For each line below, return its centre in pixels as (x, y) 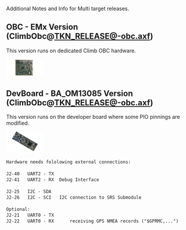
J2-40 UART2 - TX (30, 174)
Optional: (18, 209)
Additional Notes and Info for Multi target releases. (68, 9)
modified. (18, 123)
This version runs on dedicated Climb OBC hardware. (71, 50)
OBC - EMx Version (42, 27)
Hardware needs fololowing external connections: (69, 162)
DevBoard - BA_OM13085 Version (70, 93)
